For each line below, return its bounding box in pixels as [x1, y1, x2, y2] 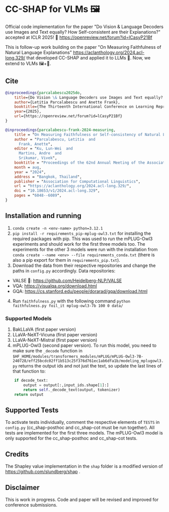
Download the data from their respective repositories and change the [12, 262, 156, 268]
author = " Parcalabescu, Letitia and [14, 136, 96, 142]
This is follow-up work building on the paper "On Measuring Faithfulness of [5, 44, 161, 50]
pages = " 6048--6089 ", [14, 193, 62, 198]
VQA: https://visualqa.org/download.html [12, 282, 97, 289]
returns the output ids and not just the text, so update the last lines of [18, 362, 162, 369]
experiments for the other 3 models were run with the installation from [12, 246, 158, 252]
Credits [5, 450, 29, 458]
